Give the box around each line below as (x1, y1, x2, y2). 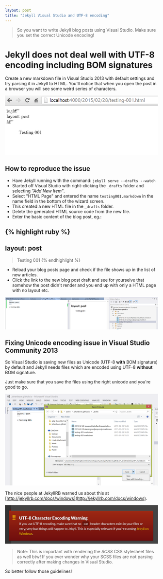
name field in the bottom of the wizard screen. (12, 198, 105, 204)
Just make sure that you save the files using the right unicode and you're (5, 379, 151, 385)
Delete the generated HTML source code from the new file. (12, 208, 130, 214)
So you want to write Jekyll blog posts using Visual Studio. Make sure (16, 27, 156, 33)
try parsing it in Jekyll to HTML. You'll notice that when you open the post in (5, 81, 157, 87)
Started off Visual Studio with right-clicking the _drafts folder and (12, 182, 144, 188)
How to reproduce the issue (5, 164, 91, 173)
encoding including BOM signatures (5, 59, 153, 71)
